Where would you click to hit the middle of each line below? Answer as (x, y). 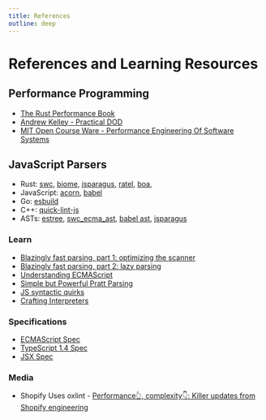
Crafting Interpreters (54, 301)
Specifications (38, 322)
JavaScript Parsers (58, 165)
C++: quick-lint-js (49, 210)
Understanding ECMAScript (66, 275)
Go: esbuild (39, 201)
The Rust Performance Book (67, 113)
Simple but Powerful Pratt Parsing (77, 283)
